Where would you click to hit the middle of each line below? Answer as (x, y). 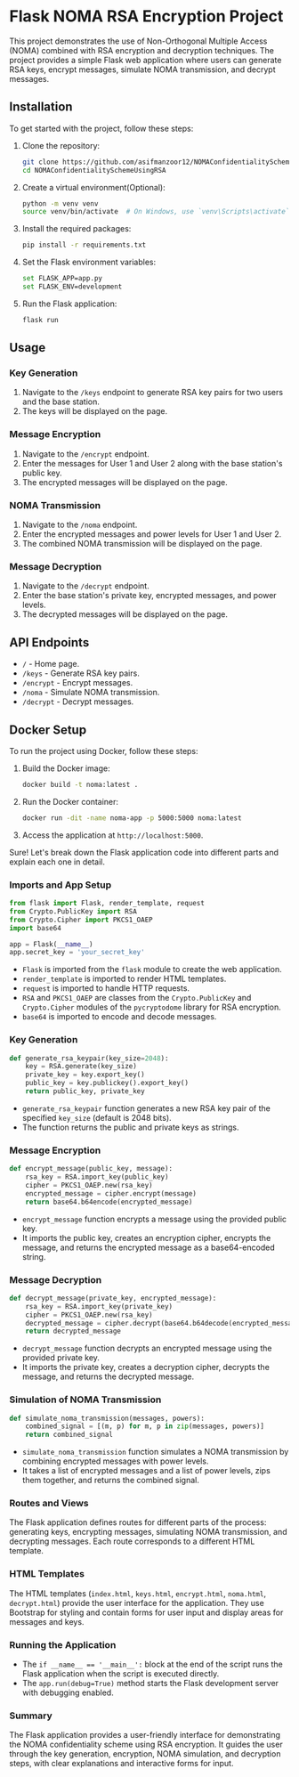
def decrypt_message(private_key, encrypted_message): (113, 1298)
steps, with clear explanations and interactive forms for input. (121, 1764)
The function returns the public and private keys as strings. (130, 1127)
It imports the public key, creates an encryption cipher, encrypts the (146, 1237)
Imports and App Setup (61, 885)
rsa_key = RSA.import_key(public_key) (97, 1177)
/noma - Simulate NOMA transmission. (91, 693)
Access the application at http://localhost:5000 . (113, 835)
